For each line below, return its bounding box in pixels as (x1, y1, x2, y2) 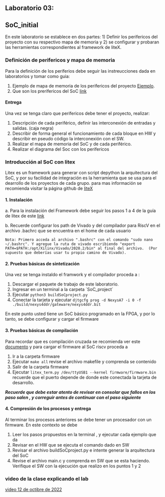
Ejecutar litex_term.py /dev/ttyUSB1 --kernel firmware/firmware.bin (12, 369, 156, 375)
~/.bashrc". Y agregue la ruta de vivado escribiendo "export (5, 242, 135, 247)
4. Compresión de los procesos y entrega (5, 406, 91, 412)
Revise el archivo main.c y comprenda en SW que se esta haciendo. (12, 457, 150, 463)
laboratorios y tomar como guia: (5, 73, 70, 79)
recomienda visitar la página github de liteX (5, 185, 93, 191)
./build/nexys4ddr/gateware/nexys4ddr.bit (12, 302, 101, 307)
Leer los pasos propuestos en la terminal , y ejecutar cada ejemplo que (12, 431, 157, 437)
